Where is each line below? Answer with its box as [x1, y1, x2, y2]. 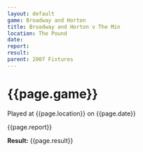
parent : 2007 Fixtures [7, 56, 74, 63]
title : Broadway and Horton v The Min [7, 23, 121, 30]
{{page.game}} [7, 85, 98, 102]
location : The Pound [7, 29, 68, 37]
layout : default [7, 10, 55, 18]
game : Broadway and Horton [7, 17, 86, 24]
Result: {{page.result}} [7, 136, 74, 144]
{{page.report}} [7, 123, 53, 131]
